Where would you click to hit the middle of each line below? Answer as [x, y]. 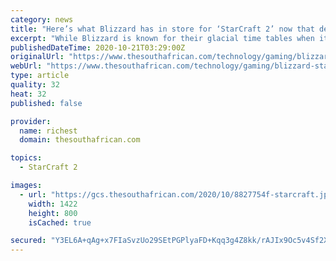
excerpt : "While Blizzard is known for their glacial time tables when [162, 38]
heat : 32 [28, 94]
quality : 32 [35, 85]
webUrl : [26, 66]
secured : [28, 241]
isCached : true [60, 222]
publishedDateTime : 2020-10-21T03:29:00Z [98, 47]
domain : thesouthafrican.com [80, 140]
